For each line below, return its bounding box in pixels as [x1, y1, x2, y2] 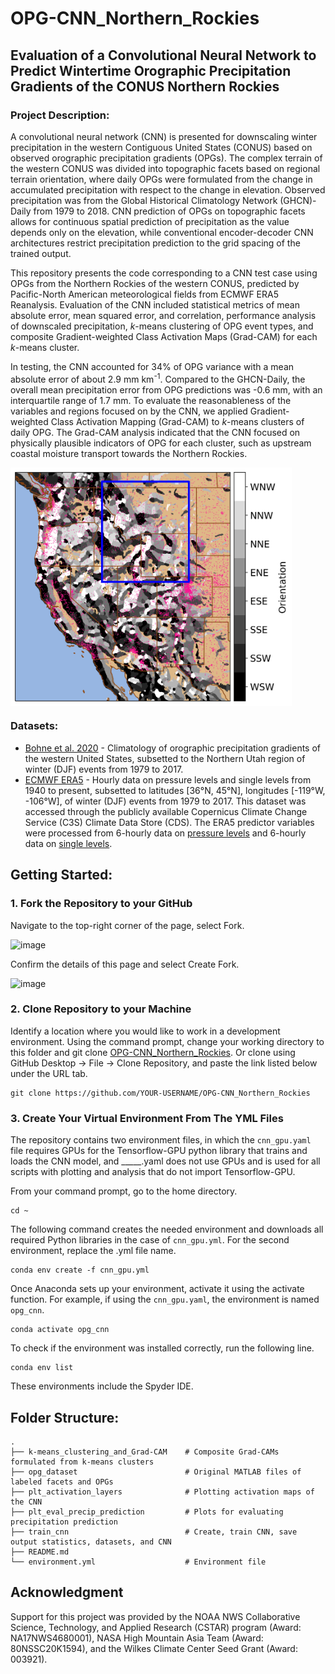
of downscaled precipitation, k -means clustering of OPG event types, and [10, 320, 314, 332]
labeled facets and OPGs [10, 1477, 114, 1487]
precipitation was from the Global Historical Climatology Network [10, 194, 278, 206]
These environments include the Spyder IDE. [10, 1380, 194, 1392]
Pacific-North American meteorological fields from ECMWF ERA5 [10, 288, 279, 300]
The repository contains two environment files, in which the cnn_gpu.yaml [10, 1134, 312, 1146]
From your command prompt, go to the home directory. [10, 1185, 238, 1197]
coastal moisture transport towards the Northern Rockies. [10, 447, 248, 459]
